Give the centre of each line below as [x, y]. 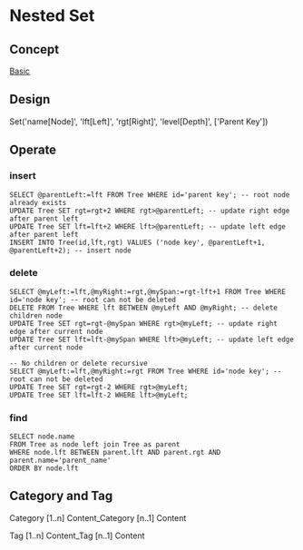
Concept [34, 49]
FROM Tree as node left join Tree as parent [95, 445]
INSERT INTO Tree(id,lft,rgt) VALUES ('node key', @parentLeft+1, [137, 242]
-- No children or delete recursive [78, 363]
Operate [33, 150]
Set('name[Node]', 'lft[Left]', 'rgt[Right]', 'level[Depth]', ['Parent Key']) [139, 121]
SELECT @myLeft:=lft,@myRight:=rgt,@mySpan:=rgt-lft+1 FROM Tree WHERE [147, 291]
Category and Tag [61, 496]
